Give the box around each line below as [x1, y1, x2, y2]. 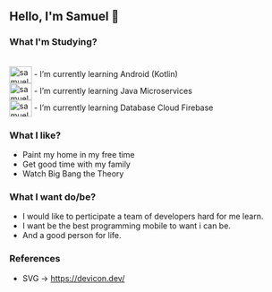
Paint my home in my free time [21, 149, 136, 159]
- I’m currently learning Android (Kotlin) [33, 68, 179, 79]
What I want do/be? [9, 190, 97, 202]
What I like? [9, 129, 61, 142]
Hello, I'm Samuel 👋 [9, 9, 120, 24]
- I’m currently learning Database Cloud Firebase [33, 102, 214, 113]
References [9, 253, 61, 265]
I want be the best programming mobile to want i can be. [21, 220, 231, 231]
